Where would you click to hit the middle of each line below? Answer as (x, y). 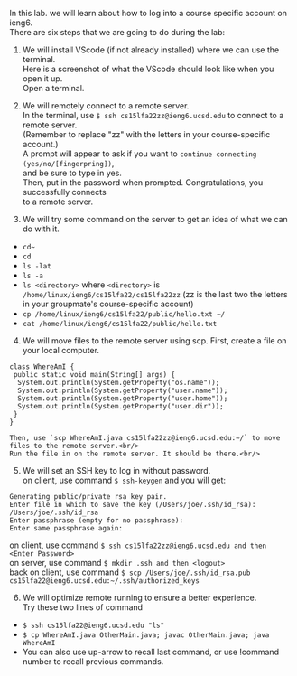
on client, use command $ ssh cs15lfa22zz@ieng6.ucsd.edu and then (138, 545)
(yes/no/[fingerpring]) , (68, 163)
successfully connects (64, 192)
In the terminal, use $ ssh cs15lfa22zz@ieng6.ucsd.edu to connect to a (153, 115)
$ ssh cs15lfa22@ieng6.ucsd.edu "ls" (93, 625)
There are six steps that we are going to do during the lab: (117, 32)
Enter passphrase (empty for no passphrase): (96, 521)
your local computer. (60, 350)
